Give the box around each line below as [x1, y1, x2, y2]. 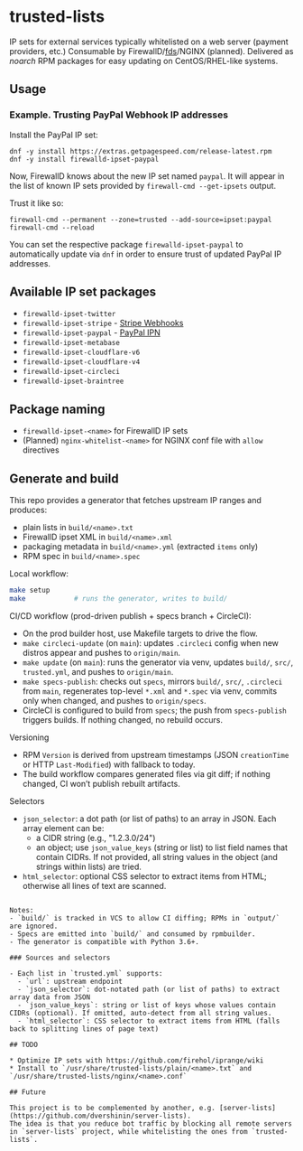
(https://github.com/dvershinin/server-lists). [9, 1111, 192, 1120]
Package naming [9, 401, 106, 416]
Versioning [9, 732, 50, 743]
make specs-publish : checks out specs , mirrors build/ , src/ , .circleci [22, 676, 283, 687]
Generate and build [9, 471, 119, 486]
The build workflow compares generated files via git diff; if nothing [22, 768, 271, 779]
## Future [9, 1087, 47, 1097]
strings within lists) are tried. [35, 861, 142, 872]
